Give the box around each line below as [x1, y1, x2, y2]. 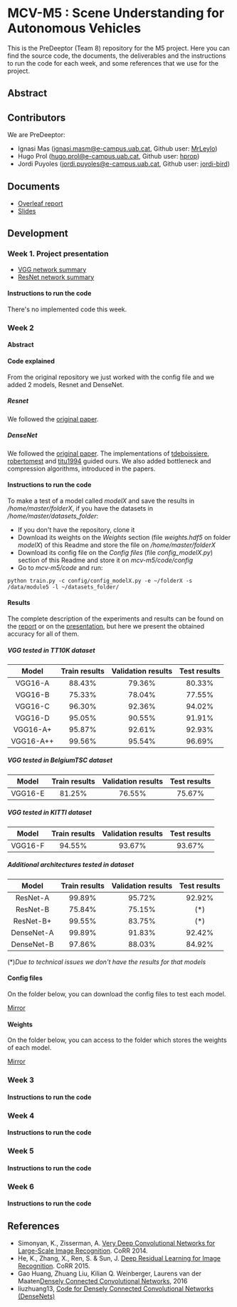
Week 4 [7, 1111, 35, 1121]
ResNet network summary [17, 273, 95, 281]
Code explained [7, 356, 56, 365]
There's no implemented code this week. [7, 305, 127, 314]
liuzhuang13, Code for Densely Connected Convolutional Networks [17, 1284, 214, 1293]
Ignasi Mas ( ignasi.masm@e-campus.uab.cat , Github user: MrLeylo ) [17, 144, 218, 153]
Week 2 [7, 323, 34, 333]
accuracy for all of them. [7, 629, 80, 638]
